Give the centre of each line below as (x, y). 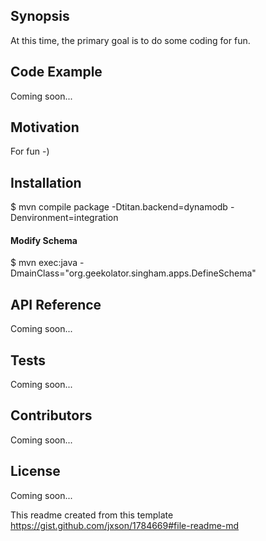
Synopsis (40, 16)
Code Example (56, 72)
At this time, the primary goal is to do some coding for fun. (130, 40)
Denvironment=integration (64, 218)
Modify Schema (44, 240)
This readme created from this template (92, 515)
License (35, 471)
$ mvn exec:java (44, 263)
